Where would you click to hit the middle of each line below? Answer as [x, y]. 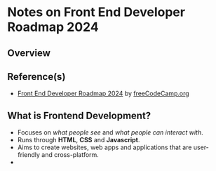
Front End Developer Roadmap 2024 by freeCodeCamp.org [103, 94]
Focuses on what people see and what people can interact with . [110, 132]
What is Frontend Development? [79, 115]
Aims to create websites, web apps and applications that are [104, 147]
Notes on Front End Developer [96, 12]
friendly [29, 155]
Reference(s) [36, 77]
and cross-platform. [70, 155]
